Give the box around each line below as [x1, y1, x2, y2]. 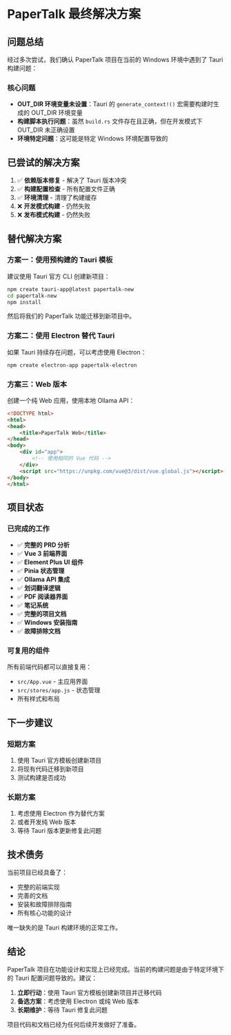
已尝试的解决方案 [7, 157, 80, 168]
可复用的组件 [7, 646, 50, 655]
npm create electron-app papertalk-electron [7, 361, 137, 369]
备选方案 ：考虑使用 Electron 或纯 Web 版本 [17, 997, 139, 1005]
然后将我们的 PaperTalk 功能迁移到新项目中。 [7, 312, 136, 321]
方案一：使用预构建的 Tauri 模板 [7, 255, 113, 265]
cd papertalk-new [7, 292, 57, 299]
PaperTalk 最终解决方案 [7, 6, 141, 22]
